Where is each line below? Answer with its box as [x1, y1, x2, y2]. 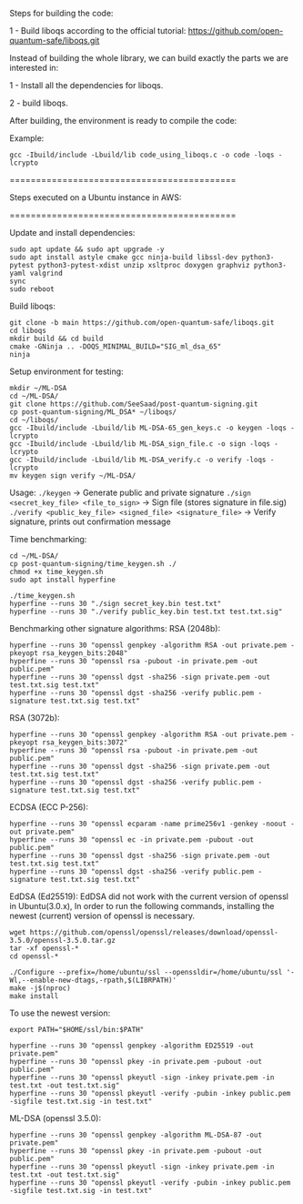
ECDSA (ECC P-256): [9, 802, 89, 813]
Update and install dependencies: [9, 228, 136, 238]
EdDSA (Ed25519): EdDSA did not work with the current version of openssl [9, 891, 289, 902]
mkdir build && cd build [9, 334, 104, 343]
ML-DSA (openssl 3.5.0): [9, 1113, 102, 1123]
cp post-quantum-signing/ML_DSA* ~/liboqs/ [9, 408, 177, 417]
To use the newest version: [9, 1007, 111, 1018]
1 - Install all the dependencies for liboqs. [9, 80, 164, 90]
